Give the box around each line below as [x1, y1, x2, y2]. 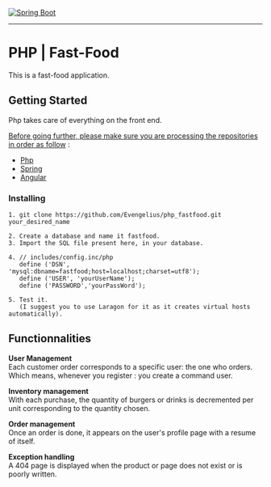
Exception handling [8, 451, 75, 461]
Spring [19, 163, 43, 173]
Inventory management [8, 386, 89, 396]
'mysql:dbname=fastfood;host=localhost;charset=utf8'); [8, 268, 200, 276]
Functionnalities [8, 332, 91, 345]
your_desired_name [8, 218, 70, 227]
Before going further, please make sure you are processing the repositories [8, 130, 258, 141]
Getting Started [8, 94, 88, 108]
